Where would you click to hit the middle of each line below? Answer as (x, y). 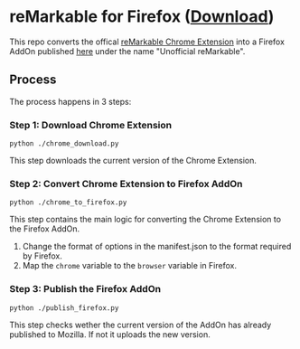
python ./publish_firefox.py (64, 308)
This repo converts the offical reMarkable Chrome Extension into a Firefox (147, 42)
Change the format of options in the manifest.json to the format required (157, 247)
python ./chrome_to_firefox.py (68, 203)
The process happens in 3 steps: (70, 101)
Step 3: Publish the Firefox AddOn (85, 289)
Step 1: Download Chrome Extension (91, 125)
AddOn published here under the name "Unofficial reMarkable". (127, 51)
